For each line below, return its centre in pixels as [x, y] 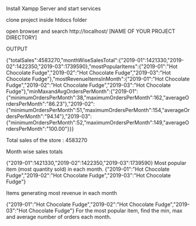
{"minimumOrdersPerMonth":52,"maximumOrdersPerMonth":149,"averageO [98, 122]
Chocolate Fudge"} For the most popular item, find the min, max [105, 210]
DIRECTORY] [22, 37]
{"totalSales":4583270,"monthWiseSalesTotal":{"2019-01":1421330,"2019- [95, 60]
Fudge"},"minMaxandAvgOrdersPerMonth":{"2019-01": [72, 91]
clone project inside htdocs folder [47, 20]
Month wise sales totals [35, 151]
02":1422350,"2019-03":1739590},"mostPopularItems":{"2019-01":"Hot [92, 66]
